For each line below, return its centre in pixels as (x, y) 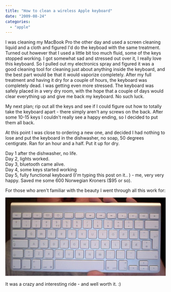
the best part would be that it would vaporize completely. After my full (78, 75)
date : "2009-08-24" (26, 16)
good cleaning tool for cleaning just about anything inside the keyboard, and (85, 70)
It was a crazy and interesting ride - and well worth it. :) (63, 284)
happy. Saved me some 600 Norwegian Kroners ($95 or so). (68, 181)
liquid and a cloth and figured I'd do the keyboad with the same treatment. (83, 48)
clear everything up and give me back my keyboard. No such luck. (75, 97)
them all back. (20, 123)
